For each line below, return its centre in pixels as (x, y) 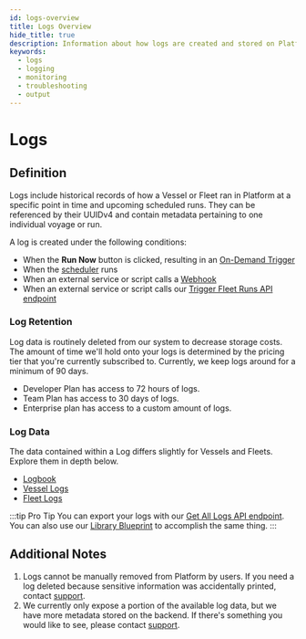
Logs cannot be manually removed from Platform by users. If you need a (158, 576)
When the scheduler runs (70, 269)
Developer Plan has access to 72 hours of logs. (111, 388)
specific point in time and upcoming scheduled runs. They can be (133, 204)
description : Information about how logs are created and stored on (142, 43)
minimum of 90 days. (49, 371)
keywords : (28, 52)
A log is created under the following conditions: (98, 242)
